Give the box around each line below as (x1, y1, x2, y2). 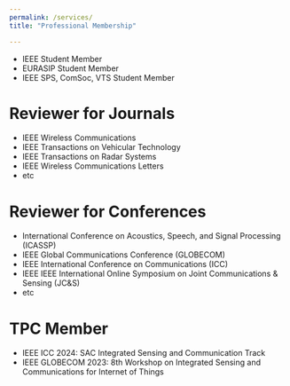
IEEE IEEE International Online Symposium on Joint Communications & (21, 268, 278, 280)
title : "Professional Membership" (9, 21, 137, 30)
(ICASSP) (21, 240, 57, 251)
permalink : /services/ (9, 12, 93, 22)
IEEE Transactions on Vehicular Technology (21, 142, 182, 153)
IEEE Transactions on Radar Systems (21, 152, 157, 162)
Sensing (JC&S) (21, 278, 81, 288)
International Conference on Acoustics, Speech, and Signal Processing (21, 231, 281, 241)
